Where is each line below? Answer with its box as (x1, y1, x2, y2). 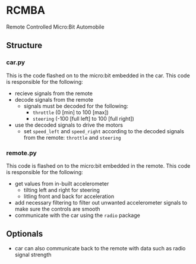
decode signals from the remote (14, 96, 94, 103)
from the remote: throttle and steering (23, 134, 121, 141)
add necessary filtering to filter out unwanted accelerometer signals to (14, 199, 188, 206)
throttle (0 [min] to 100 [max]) (32, 108, 109, 116)
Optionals (6, 229, 43, 239)
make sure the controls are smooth (14, 205, 100, 212)
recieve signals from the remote (14, 90, 93, 97)
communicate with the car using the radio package (14, 212, 141, 219)
